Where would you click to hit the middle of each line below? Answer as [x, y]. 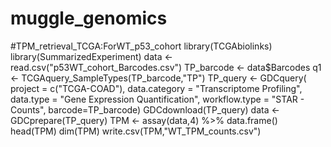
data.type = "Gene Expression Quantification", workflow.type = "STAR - [157, 99]
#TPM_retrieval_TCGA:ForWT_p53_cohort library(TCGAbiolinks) [141, 46]
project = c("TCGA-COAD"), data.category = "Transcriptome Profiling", [156, 88]
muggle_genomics [89, 18]
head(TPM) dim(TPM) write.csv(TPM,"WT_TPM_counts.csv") [136, 131]
